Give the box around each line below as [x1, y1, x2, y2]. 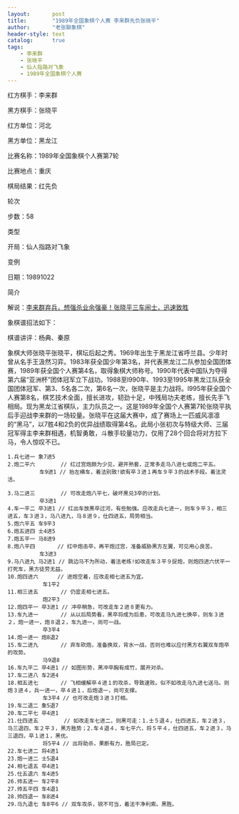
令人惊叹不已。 [19, 437, 64, 446]
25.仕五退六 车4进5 [7, 770, 59, 778]
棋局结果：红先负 [7, 181, 58, 190]
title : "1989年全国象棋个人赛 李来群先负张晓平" [7, 17, 160, 24]
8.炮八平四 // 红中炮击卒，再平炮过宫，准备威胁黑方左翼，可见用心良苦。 [7, 543, 216, 550]
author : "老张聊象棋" [7, 24, 86, 31]
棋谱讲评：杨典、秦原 [7, 333, 70, 342]
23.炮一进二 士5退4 [7, 755, 59, 762]
